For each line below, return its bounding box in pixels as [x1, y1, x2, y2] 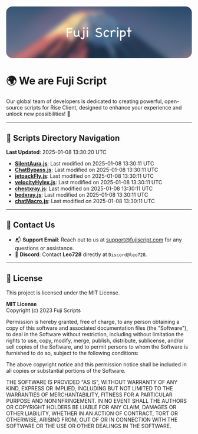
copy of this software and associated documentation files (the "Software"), [6, 324, 189, 332]
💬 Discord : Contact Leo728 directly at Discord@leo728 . [14, 251, 147, 258]
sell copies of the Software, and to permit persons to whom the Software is [6, 343, 189, 350]
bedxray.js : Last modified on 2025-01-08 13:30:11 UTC [14, 191, 148, 198]
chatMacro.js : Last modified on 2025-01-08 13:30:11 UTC [14, 198, 155, 205]
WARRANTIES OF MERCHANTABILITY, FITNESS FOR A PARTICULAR [6, 391, 173, 398]
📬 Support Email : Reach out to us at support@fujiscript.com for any [14, 236, 182, 243]
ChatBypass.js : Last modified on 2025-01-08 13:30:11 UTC [14, 166, 159, 174]
